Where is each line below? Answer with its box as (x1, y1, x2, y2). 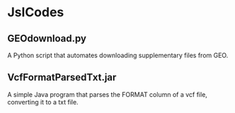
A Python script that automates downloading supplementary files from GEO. (7, 51, 229, 59)
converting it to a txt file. (7, 97, 79, 106)
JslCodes (7, 4, 64, 20)
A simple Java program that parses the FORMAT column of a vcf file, (7, 90, 207, 99)
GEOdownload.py (7, 32, 87, 44)
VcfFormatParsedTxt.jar (7, 71, 117, 83)
